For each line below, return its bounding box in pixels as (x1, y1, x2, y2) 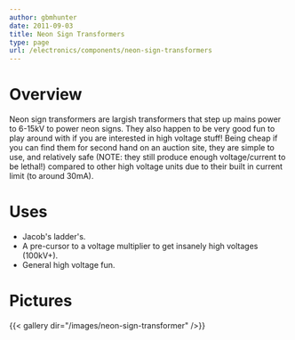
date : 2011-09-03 (9, 21, 74, 30)
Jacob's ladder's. (21, 231, 86, 241)
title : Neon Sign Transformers (9, 29, 125, 38)
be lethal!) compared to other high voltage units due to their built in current (9, 161, 283, 172)
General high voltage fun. (21, 260, 116, 270)
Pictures (9, 291, 73, 312)
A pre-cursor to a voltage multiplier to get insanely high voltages (21, 241, 259, 251)
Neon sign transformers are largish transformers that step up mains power (9, 114, 282, 125)
